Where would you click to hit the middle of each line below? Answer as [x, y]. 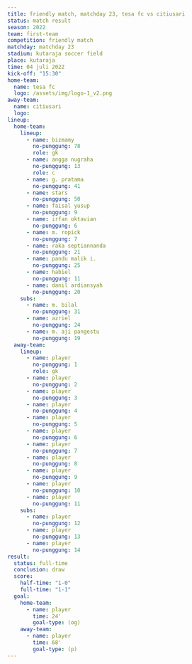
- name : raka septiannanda [66, 246]
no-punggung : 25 [57, 265]
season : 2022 [27, 27]
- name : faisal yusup [58, 206]
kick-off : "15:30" [34, 73]
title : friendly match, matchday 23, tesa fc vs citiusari [96, 14]
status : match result [39, 21]
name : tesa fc [34, 87]
